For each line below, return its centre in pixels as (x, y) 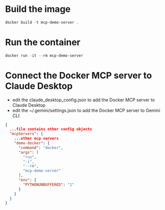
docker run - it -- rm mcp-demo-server (44, 56)
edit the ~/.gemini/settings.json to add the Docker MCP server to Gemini (86, 110)
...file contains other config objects (51, 129)
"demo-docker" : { (32, 143)
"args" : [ (28, 152)
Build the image (38, 9)
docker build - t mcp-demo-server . (42, 22)
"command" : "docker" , (41, 147)
